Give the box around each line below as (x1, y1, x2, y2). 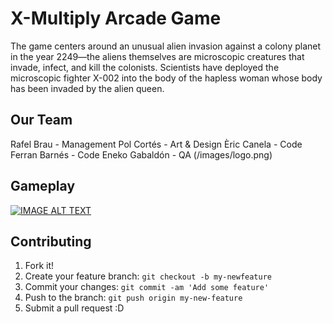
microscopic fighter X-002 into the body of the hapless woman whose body (10, 72, 323, 84)
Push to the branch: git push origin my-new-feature (24, 292, 243, 304)
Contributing (10, 233, 92, 250)
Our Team (10, 112, 73, 129)
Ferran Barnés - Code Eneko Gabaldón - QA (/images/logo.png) (10, 148, 273, 161)
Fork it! (24, 260, 55, 272)
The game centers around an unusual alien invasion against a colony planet (10, 40, 322, 52)
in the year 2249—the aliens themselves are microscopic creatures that (10, 50, 305, 62)
